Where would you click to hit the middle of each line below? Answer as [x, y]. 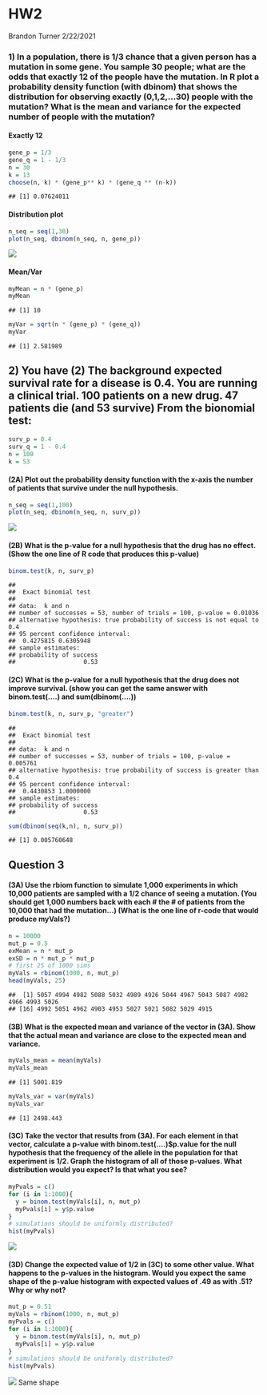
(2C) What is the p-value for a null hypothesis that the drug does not [124, 680]
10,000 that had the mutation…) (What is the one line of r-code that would [133, 911]
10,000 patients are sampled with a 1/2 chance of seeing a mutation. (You [133, 894]
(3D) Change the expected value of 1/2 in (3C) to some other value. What [131, 1264]
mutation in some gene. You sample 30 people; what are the [127, 66]
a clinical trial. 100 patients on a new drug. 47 [123, 396]
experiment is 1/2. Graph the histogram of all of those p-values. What [125, 1161]
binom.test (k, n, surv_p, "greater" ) [71, 713]
